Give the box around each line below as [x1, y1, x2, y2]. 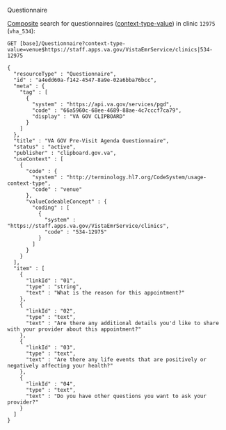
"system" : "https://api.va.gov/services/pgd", [32, 101, 172, 108]
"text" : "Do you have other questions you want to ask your [25, 392, 207, 399]
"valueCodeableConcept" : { [25, 198, 108, 205]
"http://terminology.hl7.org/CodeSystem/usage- [66, 174, 207, 181]
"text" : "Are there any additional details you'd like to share [25, 320, 219, 326]
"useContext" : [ [13, 156, 64, 163]
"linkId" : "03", [25, 344, 76, 351]
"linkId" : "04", [25, 381, 76, 388]
